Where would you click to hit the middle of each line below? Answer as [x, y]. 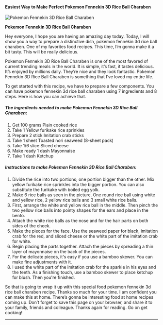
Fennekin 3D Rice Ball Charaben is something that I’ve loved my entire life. [79, 77]
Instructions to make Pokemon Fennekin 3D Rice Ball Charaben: [71, 167]
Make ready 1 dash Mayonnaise [43, 151]
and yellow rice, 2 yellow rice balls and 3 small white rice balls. [75, 200]
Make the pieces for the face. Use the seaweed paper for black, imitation [85, 231]
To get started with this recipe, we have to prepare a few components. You [80, 86]
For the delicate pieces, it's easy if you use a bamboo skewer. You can [82, 257]
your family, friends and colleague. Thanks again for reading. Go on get [76, 308]
